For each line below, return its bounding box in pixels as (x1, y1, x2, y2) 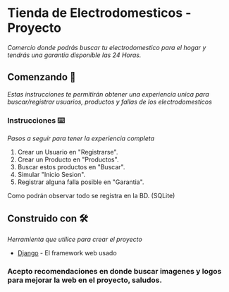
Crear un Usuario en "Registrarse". (17, 148, 118, 157)
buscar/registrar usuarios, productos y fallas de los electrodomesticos (7, 97, 213, 106)
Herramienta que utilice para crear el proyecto (7, 235, 142, 243)
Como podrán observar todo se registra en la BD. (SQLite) (7, 192, 175, 200)
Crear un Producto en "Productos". (17, 155, 119, 164)
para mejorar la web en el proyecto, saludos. (7, 275, 162, 285)
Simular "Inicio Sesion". (17, 171, 86, 179)
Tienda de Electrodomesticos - (7, 5, 192, 21)
